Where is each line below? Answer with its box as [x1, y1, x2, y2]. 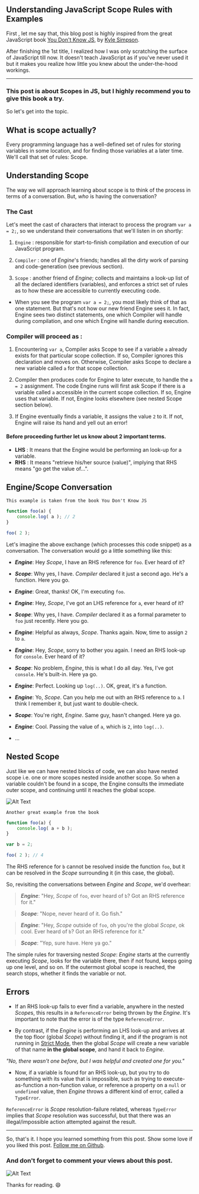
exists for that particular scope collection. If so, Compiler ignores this [14, 352, 184, 359]
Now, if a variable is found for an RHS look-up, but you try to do [14, 1069, 170, 1076]
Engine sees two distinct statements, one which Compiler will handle [14, 311, 182, 318]
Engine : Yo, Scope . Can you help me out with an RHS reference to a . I [14, 693, 185, 701]
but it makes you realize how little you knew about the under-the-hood [6, 60, 178, 67]
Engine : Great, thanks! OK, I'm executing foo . [14, 588, 126, 595]
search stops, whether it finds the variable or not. [6, 970, 126, 977]
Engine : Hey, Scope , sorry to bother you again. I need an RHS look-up [14, 647, 186, 654]
